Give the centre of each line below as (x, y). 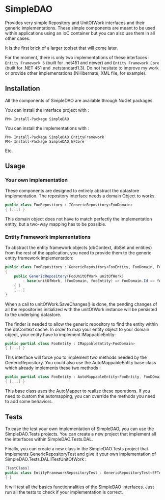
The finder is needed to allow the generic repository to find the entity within (82, 324)
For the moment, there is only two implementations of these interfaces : (77, 57)
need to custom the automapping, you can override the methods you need (80, 396)
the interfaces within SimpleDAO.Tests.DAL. (49, 439)
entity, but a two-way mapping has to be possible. (56, 224)
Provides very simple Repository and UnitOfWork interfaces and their (75, 23)
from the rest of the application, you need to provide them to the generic (78, 253)
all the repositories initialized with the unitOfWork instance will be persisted (81, 309)
